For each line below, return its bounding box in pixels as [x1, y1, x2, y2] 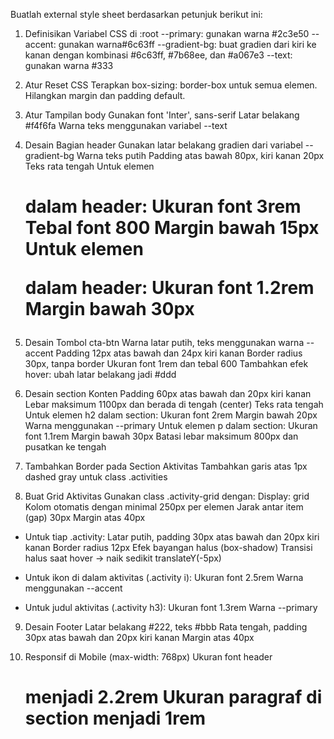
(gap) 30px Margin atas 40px [24, 512, 146, 524]
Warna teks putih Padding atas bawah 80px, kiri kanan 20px [76, 150, 325, 161]
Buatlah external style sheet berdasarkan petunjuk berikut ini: [10, 9, 263, 20]
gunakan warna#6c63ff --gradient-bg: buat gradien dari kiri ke [58, 39, 317, 50]
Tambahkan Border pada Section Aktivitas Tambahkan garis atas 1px [24, 460, 308, 473]
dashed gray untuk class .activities [24, 471, 168, 483]
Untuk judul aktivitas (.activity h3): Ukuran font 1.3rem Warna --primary [24, 602, 318, 614]
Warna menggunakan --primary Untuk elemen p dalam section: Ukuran [24, 420, 318, 432]
